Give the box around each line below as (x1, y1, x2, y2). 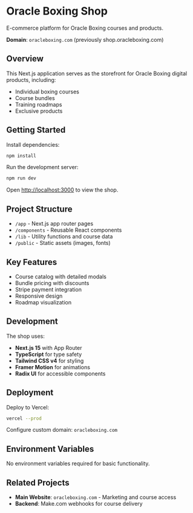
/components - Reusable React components (15, 226, 122, 234)
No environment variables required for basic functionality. (6, 460, 150, 468)
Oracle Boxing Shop (6, 4, 108, 18)
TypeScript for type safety (15, 350, 82, 358)
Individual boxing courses (15, 88, 80, 95)
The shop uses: (6, 332, 45, 340)
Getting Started (6, 125, 66, 135)
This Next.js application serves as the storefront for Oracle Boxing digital (6, 70, 188, 77)
